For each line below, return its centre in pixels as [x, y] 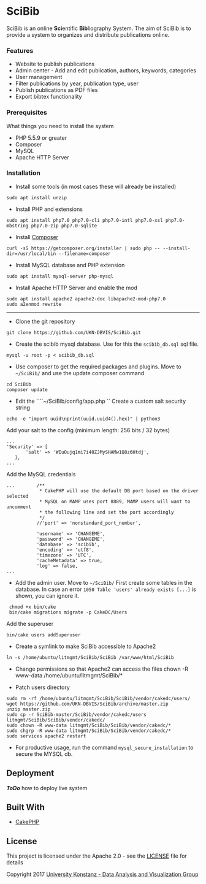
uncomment [19, 507]
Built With [25, 807]
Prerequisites [27, 113]
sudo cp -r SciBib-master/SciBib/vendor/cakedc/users [77, 714]
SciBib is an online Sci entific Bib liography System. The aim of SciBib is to [99, 28]
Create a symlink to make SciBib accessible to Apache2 [86, 646]
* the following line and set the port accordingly [106, 512]
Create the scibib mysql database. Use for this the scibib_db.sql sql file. [107, 344]
